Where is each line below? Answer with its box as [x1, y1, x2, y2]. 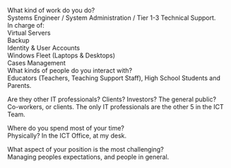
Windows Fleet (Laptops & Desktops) [7, 51, 115, 60]
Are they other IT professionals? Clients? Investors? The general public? [7, 95, 217, 103]
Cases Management [7, 59, 66, 67]
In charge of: [7, 21, 45, 29]
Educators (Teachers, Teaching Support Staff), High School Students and [7, 74, 221, 82]
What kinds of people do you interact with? [7, 67, 133, 74]
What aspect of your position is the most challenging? [7, 145, 164, 153]
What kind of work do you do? [7, 6, 95, 14]
